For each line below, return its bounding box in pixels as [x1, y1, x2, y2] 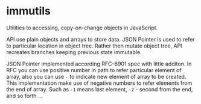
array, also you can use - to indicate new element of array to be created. [6, 73, 187, 80]
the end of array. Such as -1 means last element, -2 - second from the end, [6, 85, 193, 93]
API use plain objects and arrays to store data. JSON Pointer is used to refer [6, 35, 195, 43]
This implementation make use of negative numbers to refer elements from [6, 79, 193, 87]
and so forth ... [6, 92, 43, 99]
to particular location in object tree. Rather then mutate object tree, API [6, 42, 182, 49]
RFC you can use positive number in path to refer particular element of [6, 66, 182, 73]
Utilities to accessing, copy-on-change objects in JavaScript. [6, 24, 158, 31]
